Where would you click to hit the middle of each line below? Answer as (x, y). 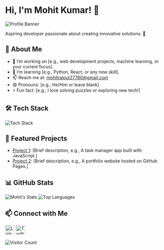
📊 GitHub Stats (29, 183)
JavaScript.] (25, 156)
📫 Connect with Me (37, 213)
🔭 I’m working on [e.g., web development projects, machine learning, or (85, 61)
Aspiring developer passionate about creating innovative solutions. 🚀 (75, 33)
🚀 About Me (24, 49)
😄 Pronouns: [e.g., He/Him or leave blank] (56, 85)
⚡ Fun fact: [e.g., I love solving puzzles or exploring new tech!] (76, 90)
